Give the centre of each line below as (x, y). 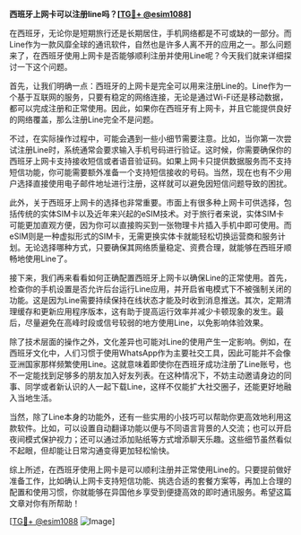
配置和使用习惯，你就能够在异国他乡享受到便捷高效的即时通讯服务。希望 (142, 492)
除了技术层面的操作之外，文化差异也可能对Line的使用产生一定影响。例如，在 (150, 342)
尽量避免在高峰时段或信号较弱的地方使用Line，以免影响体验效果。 (146, 323)
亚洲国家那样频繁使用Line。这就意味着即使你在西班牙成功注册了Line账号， (146, 364)
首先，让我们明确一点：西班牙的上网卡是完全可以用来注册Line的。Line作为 (146, 86)
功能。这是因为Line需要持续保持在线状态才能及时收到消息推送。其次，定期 (146, 300)
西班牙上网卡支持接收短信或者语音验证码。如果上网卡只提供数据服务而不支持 (150, 161)
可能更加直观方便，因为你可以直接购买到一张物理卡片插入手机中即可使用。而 (150, 225)
